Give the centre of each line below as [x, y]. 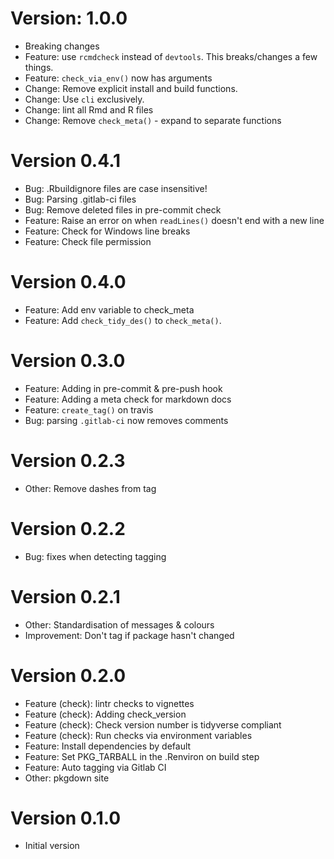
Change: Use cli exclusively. [84, 99]
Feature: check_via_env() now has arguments [118, 78]
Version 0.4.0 [68, 282]
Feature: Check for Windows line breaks [107, 231]
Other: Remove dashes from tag [90, 488]
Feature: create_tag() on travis [89, 409]
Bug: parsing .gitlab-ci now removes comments [126, 420]
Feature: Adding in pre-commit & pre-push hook [123, 388]
